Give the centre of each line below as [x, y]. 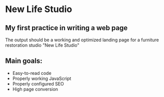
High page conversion [35, 89]
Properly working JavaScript [42, 78]
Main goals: [24, 61]
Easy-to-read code [32, 73]
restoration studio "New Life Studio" [42, 45]
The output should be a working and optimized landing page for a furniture [82, 40]
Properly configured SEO [38, 83]
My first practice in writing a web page [66, 28]
